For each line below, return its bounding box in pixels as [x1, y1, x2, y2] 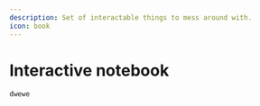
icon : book [9, 22, 51, 31]
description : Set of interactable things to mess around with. [9, 13, 253, 22]
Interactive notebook [9, 60, 170, 81]
